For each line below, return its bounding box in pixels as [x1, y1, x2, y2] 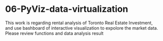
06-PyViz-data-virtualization [5, 3, 128, 15]
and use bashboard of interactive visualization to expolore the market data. [5, 25, 159, 31]
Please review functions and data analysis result [5, 30, 104, 36]
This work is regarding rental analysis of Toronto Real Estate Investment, [5, 20, 153, 26]
